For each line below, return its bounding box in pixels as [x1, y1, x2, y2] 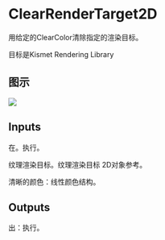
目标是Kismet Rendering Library [8, 49, 114, 59]
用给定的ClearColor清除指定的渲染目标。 [8, 32, 143, 42]
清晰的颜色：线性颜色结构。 [8, 176, 101, 186]
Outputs [8, 201, 51, 214]
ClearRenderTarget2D [8, 5, 158, 23]
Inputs [8, 120, 42, 134]
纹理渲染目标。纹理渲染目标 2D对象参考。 [8, 159, 147, 169]
